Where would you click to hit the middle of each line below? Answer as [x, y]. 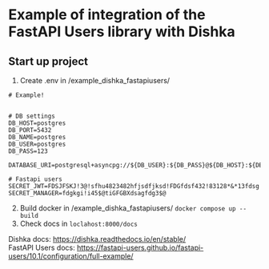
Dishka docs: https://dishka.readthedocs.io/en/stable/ [97, 239]
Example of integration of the [107, 15]
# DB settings [32, 116]
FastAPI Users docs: [42, 247]
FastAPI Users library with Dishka [122, 32]
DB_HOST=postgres [37, 123]
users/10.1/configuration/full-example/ [71, 256]
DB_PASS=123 [28, 151]
